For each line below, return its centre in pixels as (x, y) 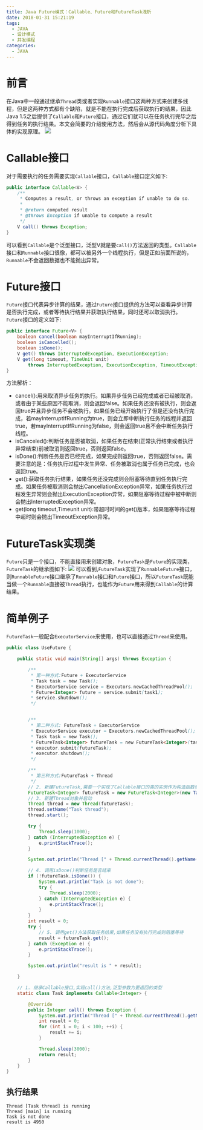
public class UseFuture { (39, 648)
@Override (40, 1004)
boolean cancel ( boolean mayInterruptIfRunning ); (79, 337)
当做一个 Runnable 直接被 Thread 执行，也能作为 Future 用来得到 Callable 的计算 (100, 584)
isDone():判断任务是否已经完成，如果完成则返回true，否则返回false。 (101, 456)
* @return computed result (53, 210)
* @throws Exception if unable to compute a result (86, 216)
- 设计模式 (24, 35)
